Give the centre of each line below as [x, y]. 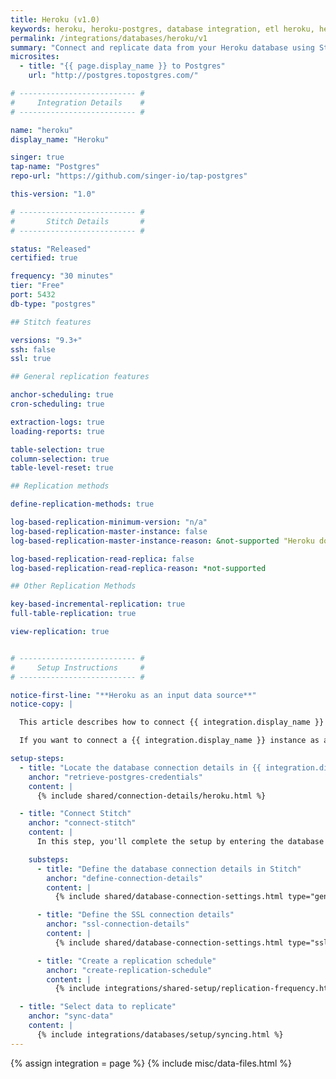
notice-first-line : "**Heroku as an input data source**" [133, 695]
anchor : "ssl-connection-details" [118, 924]
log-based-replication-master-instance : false [109, 531]
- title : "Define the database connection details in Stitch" [169, 869]
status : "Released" [51, 249]
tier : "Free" [37, 286]
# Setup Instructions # [77, 667]
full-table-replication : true [73, 614]
